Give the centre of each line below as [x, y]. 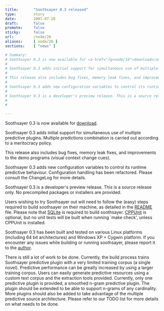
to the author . [19, 248]
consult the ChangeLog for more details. [46, 178]
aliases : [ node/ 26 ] [31, 42]
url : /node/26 [28, 37]
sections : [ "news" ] [30, 46]
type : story [25, 14]
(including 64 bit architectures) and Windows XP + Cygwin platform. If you [80, 238]
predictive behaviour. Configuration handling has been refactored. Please [79, 172]
